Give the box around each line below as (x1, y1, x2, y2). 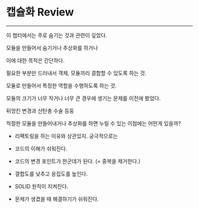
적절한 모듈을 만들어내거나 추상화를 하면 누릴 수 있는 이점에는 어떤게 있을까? (6, 120, 181, 127)
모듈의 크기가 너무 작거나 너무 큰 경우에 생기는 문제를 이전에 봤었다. (6, 94, 161, 101)
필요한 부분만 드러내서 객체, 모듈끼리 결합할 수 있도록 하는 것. (6, 69, 147, 76)
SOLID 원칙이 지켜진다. (14, 183, 69, 190)
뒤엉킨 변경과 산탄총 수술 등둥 (6, 107, 75, 114)
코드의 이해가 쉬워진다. (14, 145, 68, 152)
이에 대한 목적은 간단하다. (6, 57, 65, 64)
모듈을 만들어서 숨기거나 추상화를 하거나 (6, 44, 98, 51)
